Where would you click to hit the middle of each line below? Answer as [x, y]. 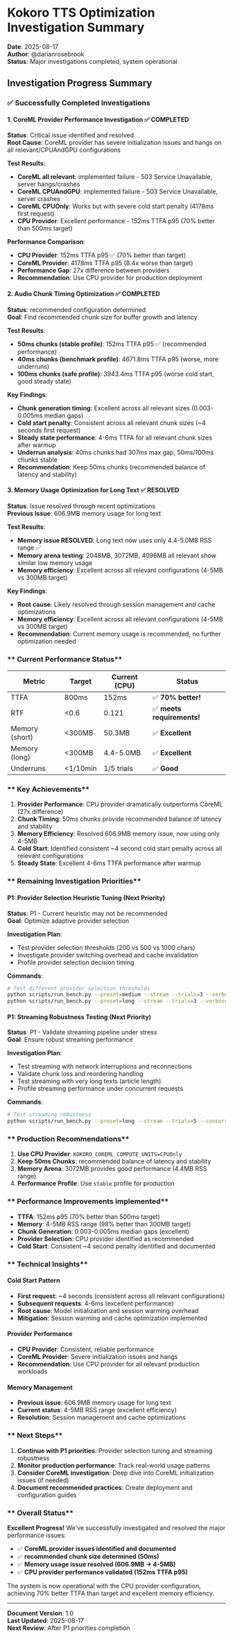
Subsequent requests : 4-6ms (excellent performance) [96, 1303]
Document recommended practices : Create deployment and [105, 1487]
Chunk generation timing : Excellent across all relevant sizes [104, 408]
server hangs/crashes [49, 184]
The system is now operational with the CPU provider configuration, [104, 1586]
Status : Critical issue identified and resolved [71, 135]
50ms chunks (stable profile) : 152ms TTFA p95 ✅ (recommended [112, 344]
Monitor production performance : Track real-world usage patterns [113, 1465]
